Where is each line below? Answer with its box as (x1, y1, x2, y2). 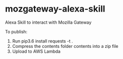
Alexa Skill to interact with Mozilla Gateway (5, 19, 92, 25)
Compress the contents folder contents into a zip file (12, 43, 119, 49)
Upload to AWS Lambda (12, 48, 61, 54)
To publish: (5, 29, 28, 34)
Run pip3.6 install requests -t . (12, 38, 74, 44)
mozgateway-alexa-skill (5, 3, 105, 15)
